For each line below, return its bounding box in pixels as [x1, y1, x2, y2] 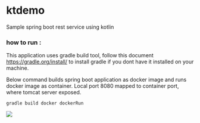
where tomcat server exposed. [6, 89, 82, 96]
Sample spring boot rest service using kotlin [6, 23, 114, 30]
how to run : [6, 38, 42, 47]
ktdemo [6, 4, 45, 17]
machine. [6, 64, 29, 72]
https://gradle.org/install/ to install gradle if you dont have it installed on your [6, 58, 194, 66]
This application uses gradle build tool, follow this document [6, 52, 154, 59]
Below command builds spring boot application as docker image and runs [6, 76, 187, 84]
